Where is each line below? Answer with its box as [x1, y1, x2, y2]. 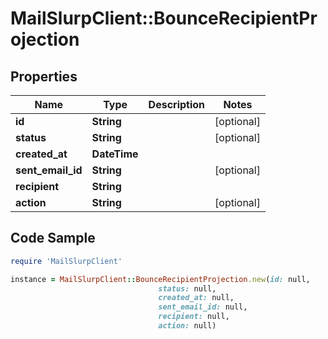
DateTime [91, 147, 139, 161]
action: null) [158, 321, 217, 331]
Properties [10, 68, 78, 85]
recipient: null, [158, 312, 230, 322]
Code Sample [10, 230, 96, 247]
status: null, [158, 283, 217, 294]
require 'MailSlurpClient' [10, 256, 123, 266]
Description [148, 98, 206, 111]
